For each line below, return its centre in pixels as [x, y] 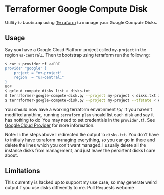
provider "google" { [26, 68]
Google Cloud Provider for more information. [50, 125]
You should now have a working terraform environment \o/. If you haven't [79, 109]
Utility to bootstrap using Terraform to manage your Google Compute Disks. [81, 22]
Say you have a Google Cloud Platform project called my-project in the [76, 49]
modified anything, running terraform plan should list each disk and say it [80, 115]
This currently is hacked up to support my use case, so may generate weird [81, 182]
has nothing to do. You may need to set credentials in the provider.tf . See [80, 120]
